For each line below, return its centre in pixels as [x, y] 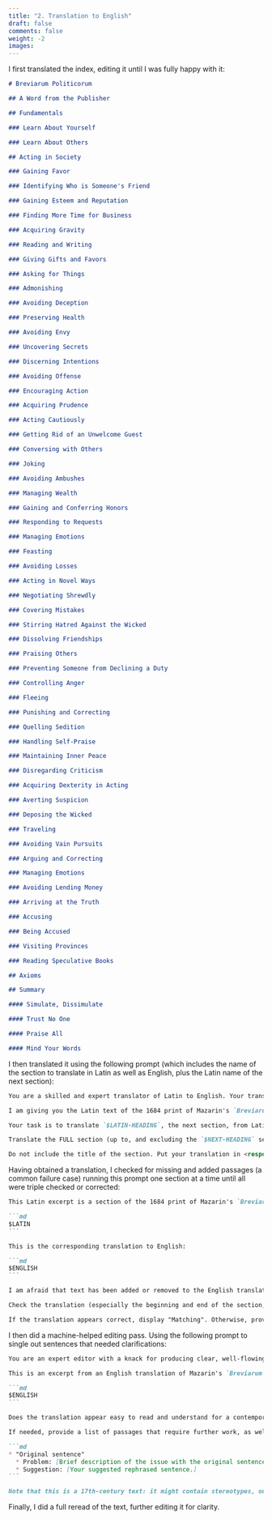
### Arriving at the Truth [54, 903]
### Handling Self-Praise [52, 742]
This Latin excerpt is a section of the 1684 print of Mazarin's [121, 1202]
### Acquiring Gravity [47, 230]
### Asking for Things [47, 274]
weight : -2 [27, 38]
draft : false [30, 23]
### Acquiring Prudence [49, 406]
